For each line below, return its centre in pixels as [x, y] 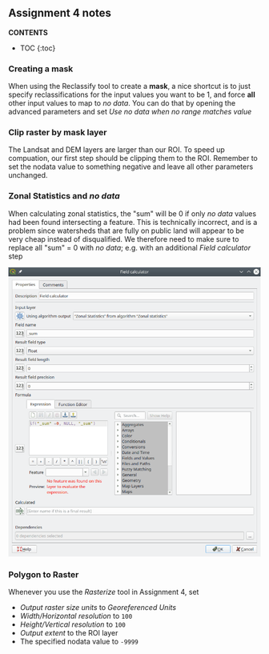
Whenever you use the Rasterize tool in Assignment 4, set [104, 592]
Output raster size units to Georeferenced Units [98, 608]
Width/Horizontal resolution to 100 [76, 616]
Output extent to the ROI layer [69, 633]
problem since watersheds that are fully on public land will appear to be [126, 231]
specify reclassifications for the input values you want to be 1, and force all [132, 94]
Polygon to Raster [44, 575]
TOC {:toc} [38, 48]
